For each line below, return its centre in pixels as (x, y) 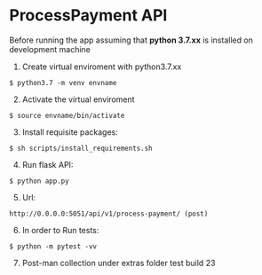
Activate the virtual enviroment (78, 99)
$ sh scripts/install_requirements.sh (81, 148)
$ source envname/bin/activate (67, 115)
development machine (50, 49)
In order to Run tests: (60, 230)
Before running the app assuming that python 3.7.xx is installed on (131, 40)
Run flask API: (48, 164)
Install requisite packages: (70, 132)
